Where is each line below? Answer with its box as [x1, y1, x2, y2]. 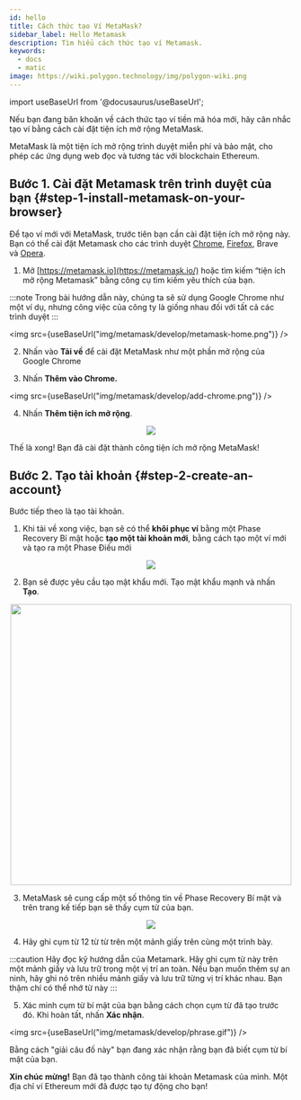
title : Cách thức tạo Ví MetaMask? [9, 22, 143, 31]
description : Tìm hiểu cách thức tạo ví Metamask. [9, 38, 203, 48]
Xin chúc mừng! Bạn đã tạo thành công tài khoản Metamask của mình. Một [9, 1071, 288, 1082]
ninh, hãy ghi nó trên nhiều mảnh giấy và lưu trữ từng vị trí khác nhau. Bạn [9, 973, 283, 984]
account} [9, 482, 63, 497]
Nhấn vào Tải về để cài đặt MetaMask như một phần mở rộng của [22, 345, 265, 356]
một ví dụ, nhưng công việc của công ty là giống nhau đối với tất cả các [9, 301, 275, 312]
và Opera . [9, 247, 47, 258]
